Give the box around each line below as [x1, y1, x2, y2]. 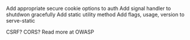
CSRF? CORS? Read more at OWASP [6, 28, 95, 35]
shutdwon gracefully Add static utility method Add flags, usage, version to [6, 11, 185, 18]
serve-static [6, 17, 36, 24]
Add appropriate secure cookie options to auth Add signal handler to [6, 5, 171, 12]
